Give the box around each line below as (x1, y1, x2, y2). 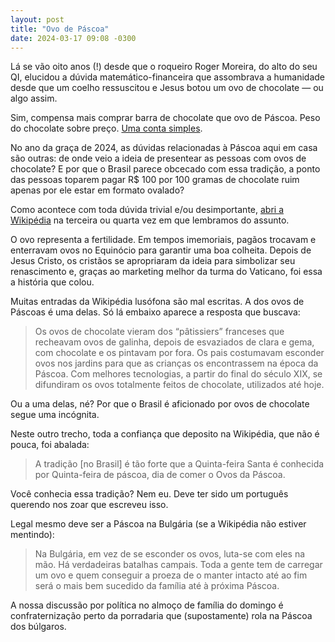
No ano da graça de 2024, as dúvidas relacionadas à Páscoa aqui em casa (10, 142, 318, 154)
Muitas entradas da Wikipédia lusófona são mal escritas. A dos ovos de (10, 296, 305, 308)
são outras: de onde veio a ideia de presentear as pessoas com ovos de (10, 152, 307, 165)
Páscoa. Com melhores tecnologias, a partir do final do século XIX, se (34, 368, 323, 380)
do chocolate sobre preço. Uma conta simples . (10, 122, 203, 135)
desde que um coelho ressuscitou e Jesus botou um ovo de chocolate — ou (10, 82, 324, 94)
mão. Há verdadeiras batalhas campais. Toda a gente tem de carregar (34, 559, 323, 571)
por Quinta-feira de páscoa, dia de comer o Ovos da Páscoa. (34, 469, 286, 481)
